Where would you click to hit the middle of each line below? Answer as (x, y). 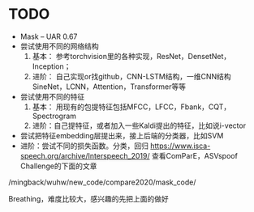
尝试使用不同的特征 (52, 96)
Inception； (52, 66)
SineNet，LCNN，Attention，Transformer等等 (109, 87)
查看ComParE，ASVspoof (194, 155)
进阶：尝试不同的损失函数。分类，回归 (84, 146)
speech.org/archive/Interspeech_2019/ (85, 155)
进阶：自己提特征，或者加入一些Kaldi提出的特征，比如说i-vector (139, 125)
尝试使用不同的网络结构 (59, 46)
